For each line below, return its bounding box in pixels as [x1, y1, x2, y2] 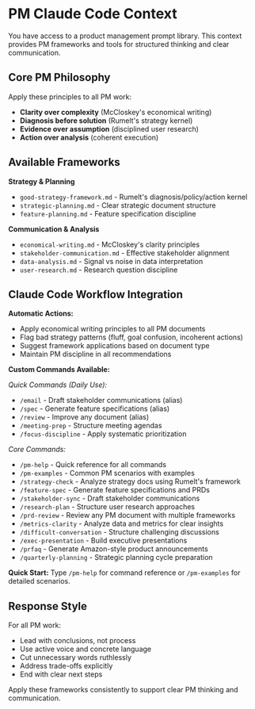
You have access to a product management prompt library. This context [8, 31, 242, 40]
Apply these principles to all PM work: [8, 92, 132, 102]
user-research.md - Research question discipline [19, 265, 178, 274]
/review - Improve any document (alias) [19, 412, 149, 422]
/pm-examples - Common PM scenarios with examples [19, 469, 196, 478]
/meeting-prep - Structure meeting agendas [19, 421, 162, 431]
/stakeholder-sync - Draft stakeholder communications [19, 493, 200, 504]
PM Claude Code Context [8, 5, 177, 23]
